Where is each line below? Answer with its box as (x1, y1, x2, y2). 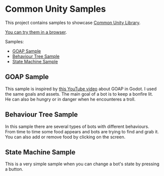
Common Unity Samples (5, 3, 106, 15)
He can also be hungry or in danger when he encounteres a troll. (5, 96, 136, 102)
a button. (5, 166, 24, 172)
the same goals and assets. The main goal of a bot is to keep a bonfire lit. (5, 91, 153, 97)
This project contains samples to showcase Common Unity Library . (5, 20, 141, 25)
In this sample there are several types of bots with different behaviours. (5, 124, 150, 129)
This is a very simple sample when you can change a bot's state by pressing (5, 161, 160, 167)
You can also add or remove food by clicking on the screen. (5, 134, 126, 140)
